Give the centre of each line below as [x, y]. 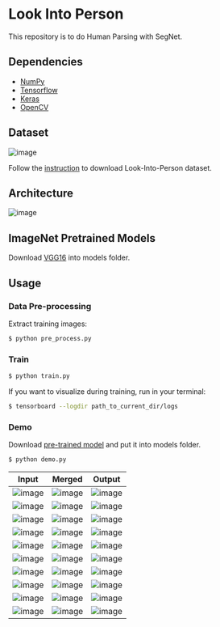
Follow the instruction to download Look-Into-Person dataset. [110, 167]
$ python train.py [39, 376]
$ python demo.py [37, 460]
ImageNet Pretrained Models [82, 238]
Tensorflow [39, 90]
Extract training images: [48, 324]
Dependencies [46, 62]
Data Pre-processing [50, 306]
